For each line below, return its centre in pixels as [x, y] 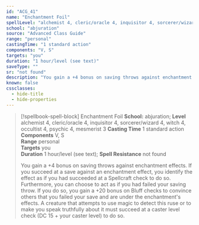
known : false [22, 83]
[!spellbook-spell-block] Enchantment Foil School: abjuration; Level [103, 116]
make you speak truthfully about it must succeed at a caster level [100, 209]
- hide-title [28, 94]
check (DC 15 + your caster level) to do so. [73, 216]
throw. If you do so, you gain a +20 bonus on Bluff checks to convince [106, 190]
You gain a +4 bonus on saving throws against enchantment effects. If [106, 165]
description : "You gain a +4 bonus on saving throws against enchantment [99, 77]
